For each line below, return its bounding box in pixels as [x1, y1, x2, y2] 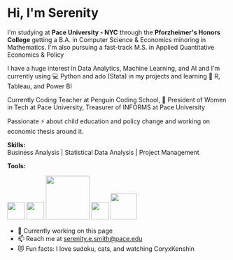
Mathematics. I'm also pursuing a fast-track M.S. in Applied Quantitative [7, 43, 215, 51]
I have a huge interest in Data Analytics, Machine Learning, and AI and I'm [7, 64, 220, 72]
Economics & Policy [7, 50, 64, 59]
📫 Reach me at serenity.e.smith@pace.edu [17, 234, 143, 242]
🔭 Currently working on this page [17, 226, 113, 235]
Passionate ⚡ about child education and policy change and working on [7, 117, 211, 125]
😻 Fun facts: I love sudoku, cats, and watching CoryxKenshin [17, 244, 195, 253]
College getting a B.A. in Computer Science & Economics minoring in [7, 35, 206, 43]
